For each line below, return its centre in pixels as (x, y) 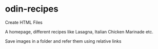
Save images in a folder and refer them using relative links (63, 41)
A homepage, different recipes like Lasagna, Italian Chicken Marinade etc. (79, 32)
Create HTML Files (24, 22)
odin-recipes (32, 9)
